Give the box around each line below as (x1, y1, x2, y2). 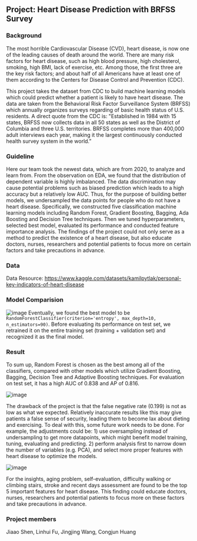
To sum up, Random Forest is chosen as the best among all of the (6, 361, 165, 368)
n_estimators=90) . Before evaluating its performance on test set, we (6, 320, 171, 328)
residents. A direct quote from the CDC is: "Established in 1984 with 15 (6, 112, 176, 119)
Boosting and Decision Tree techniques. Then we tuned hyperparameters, (6, 215, 185, 222)
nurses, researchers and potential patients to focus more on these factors (6, 494, 185, 501)
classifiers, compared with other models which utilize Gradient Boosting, (6, 367, 182, 374)
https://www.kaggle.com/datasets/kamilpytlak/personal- (44, 275, 182, 282)
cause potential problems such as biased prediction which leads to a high (6, 184, 184, 191)
